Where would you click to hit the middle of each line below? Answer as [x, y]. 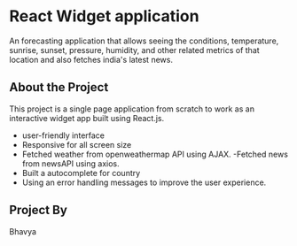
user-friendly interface [63, 135]
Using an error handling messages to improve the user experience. [144, 182]
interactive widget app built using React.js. [87, 118]
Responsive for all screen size [77, 144]
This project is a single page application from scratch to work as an [132, 109]
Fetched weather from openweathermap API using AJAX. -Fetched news [155, 154]
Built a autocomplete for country [81, 173]
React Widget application [104, 16]
